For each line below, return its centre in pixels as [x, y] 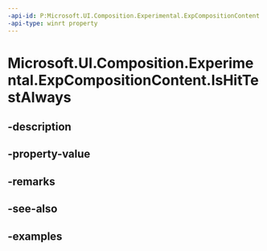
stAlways [39, 97]
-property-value [49, 154]
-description [39, 127]
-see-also [33, 209]
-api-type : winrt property [53, 23]
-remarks [31, 181]
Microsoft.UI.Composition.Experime [131, 63]
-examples [35, 236]
